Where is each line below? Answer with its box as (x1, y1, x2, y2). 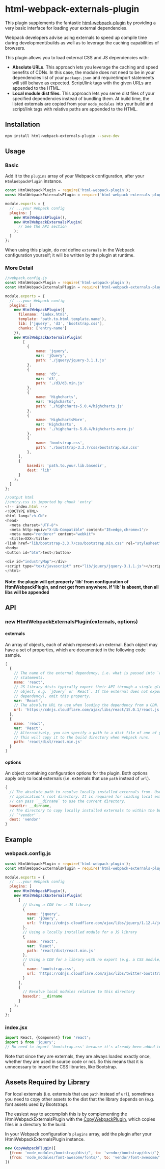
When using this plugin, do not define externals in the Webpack (5, 247, 135, 252)
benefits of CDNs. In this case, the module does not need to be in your (12, 69, 155, 75)
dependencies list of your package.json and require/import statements (12, 74, 154, 80)
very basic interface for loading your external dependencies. (5, 25, 128, 31)
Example (5, 835, 32, 844)
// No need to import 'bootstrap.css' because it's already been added (5, 1044, 155, 1049)
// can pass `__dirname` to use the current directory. (9, 799, 126, 804)
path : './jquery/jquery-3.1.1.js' (36, 358, 107, 363)
